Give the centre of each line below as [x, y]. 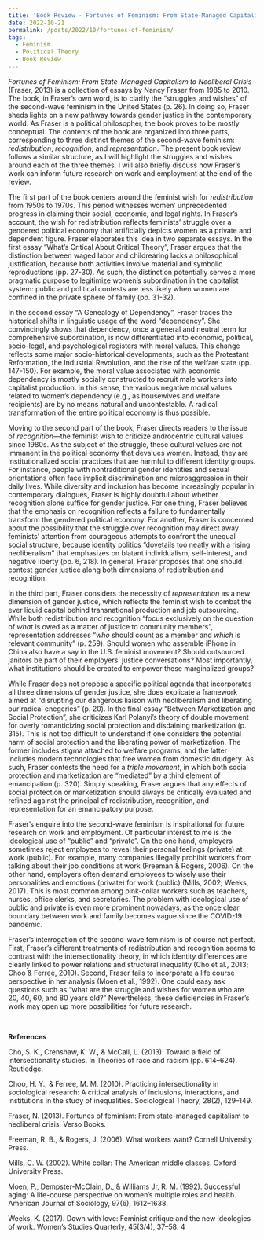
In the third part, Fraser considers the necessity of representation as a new [129, 593]
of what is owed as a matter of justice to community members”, [111, 626]
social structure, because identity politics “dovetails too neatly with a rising [129, 544]
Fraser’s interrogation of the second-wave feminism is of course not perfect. [132, 939]
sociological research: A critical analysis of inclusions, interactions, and [124, 1092]
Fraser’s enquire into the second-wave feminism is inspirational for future [126, 824]
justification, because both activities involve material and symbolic [115, 263]
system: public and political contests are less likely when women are [119, 288]
